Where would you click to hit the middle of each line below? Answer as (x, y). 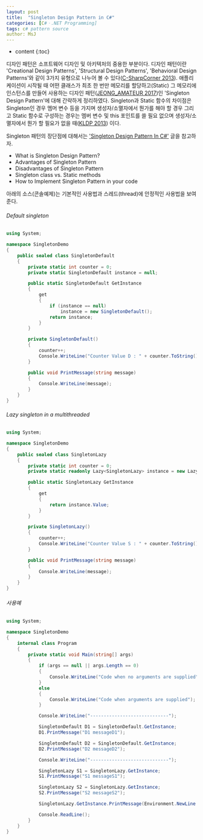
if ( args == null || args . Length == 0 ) (89, 666)
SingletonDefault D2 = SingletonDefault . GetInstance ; (108, 743)
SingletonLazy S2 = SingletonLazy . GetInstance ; (100, 787)
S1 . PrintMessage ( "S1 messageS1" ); (82, 777)
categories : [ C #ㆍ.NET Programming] (52, 23)
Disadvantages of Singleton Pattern (59, 168)
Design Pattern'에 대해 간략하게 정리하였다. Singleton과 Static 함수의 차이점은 (99, 101)
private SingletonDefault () (63, 339)
